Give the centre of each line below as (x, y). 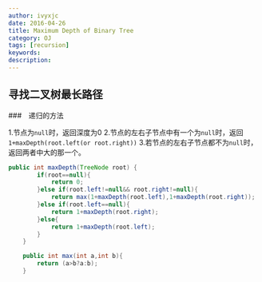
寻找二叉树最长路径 (56, 95)
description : (30, 61)
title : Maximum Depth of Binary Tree (71, 30)
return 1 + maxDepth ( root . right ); (105, 212)
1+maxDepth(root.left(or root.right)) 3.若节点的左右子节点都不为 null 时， (133, 142)
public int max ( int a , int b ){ (73, 256)
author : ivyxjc (34, 16)
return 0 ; (67, 182)
